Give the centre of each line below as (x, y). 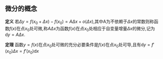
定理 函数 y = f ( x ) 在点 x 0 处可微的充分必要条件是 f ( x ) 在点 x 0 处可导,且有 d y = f (79, 45)
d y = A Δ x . (15, 35)
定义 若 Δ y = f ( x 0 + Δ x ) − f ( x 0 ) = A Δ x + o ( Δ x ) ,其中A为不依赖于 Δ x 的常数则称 (80, 22)
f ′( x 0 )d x (31, 52)
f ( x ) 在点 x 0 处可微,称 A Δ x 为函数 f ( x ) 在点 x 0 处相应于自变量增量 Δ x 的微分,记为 (82, 29)
